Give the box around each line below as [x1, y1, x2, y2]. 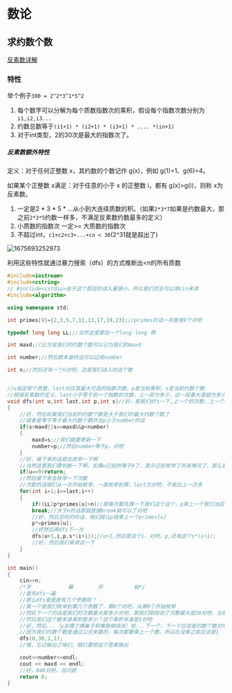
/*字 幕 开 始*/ [19, 584, 146, 591]
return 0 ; [19, 673, 48, 681]
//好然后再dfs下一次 [32, 526, 84, 533]
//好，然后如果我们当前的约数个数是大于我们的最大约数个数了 [19, 410, 170, 418]
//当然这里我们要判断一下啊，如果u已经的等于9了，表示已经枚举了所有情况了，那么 [19, 462, 222, 469]
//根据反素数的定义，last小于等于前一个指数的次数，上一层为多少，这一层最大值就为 [7, 391, 216, 398]
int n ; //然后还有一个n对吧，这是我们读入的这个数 [7, 367, 133, 374]
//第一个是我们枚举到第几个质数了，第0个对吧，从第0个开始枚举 [19, 602, 176, 610]
